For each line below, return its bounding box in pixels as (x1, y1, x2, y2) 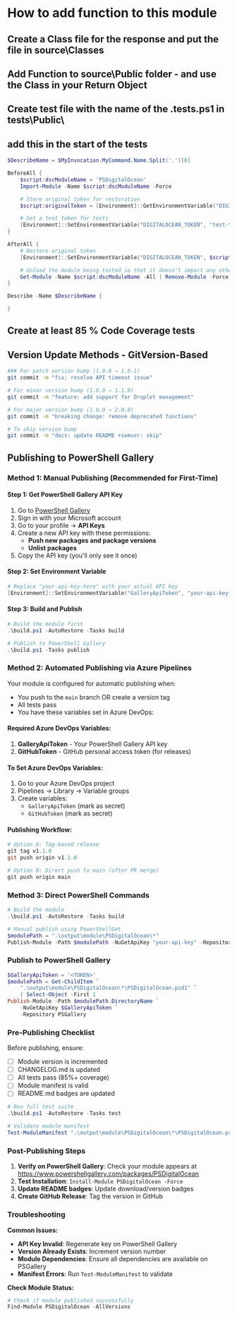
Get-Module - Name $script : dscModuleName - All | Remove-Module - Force (20, 273, 229, 280)
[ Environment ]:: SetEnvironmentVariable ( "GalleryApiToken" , (7, 589, 185, 596)
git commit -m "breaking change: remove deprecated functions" (7, 413, 197, 420)
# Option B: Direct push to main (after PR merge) (7, 867, 159, 874)
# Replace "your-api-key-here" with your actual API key (7, 583, 178, 590)
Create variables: (17, 794, 68, 803)
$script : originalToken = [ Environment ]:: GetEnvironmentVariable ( (20, 202, 217, 209)
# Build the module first (7, 620, 83, 627)
